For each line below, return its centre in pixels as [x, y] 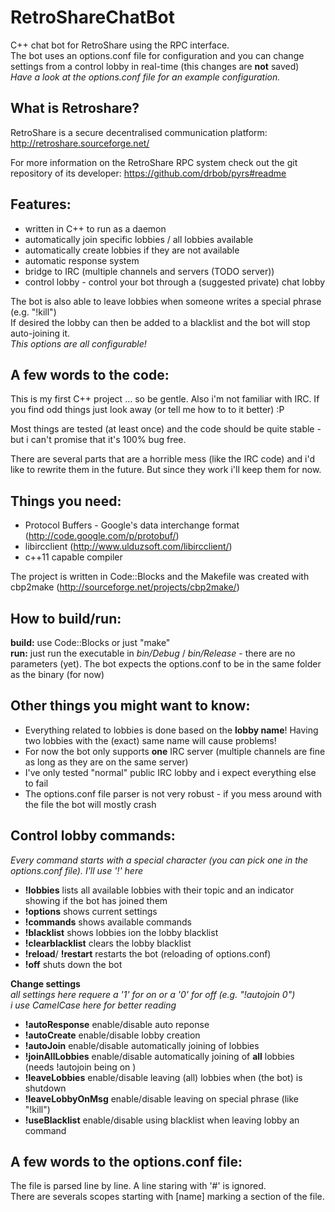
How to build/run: [66, 618]
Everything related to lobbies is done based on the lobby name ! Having [171, 730]
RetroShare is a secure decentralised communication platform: [139, 132]
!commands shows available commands [108, 922]
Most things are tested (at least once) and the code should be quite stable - [166, 429]
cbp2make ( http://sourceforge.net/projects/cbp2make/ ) [125, 587]
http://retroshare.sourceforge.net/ [80, 143]
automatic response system [82, 260]
